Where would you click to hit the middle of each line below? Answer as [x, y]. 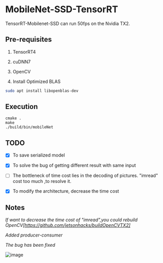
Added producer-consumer [34, 235]
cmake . [13, 118]
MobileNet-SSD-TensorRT [62, 9]
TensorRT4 [24, 51]
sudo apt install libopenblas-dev [42, 91]
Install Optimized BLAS [37, 81]
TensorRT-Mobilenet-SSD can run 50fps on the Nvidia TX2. [68, 23]
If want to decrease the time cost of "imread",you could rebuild [72, 220]
